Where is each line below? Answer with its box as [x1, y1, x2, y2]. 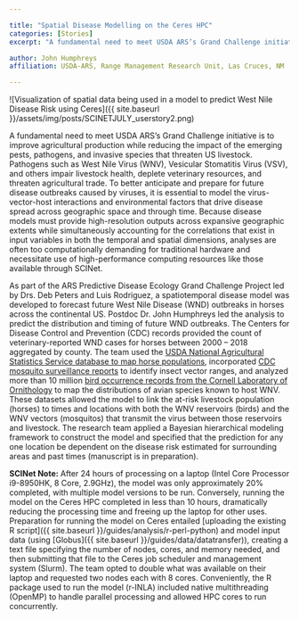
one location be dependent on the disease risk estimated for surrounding [9, 442, 278, 452]
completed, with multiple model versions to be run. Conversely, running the [9, 487, 285, 498]
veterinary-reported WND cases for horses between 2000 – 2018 [9, 337, 248, 348]
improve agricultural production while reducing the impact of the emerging [9, 140, 283, 151]
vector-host [9, 197, 53, 208]
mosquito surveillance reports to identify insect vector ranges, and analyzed [9, 366, 289, 376]
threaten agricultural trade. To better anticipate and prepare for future [9, 178, 264, 188]
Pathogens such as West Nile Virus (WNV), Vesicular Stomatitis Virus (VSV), [9, 159, 288, 169]
